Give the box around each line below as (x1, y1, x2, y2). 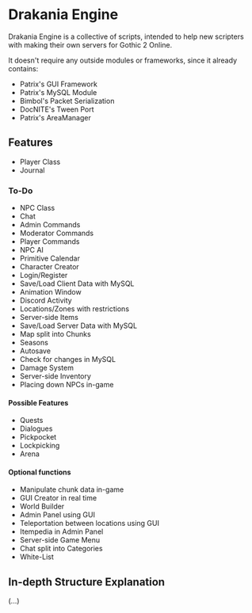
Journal (19, 165, 45, 175)
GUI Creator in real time (19, 493, 97, 503)
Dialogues (19, 424, 53, 433)
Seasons (19, 338, 49, 348)
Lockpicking (19, 441, 60, 451)
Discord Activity (19, 295, 73, 306)
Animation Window (19, 287, 82, 297)
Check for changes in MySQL (19, 355, 116, 364)
